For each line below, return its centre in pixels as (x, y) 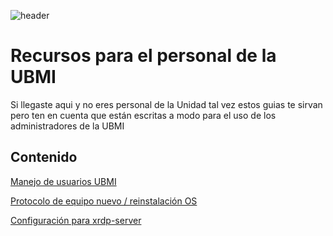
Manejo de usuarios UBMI (63, 181)
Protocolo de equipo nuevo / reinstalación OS (104, 201)
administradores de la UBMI (67, 126)
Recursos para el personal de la (143, 56)
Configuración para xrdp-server (76, 220)
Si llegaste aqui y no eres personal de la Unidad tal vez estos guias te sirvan (166, 104)
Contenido (44, 157)
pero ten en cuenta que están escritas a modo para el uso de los (143, 115)
